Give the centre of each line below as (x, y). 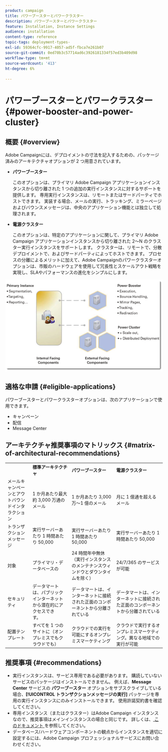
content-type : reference (31, 37)
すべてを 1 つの (48, 625)
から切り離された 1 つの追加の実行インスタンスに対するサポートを (93, 189)
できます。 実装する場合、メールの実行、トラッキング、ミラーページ (91, 201)
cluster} (22, 122)
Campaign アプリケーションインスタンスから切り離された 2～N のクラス (87, 241)
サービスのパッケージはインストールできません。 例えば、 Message (82, 682)
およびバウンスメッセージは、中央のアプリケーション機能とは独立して (84, 207)
